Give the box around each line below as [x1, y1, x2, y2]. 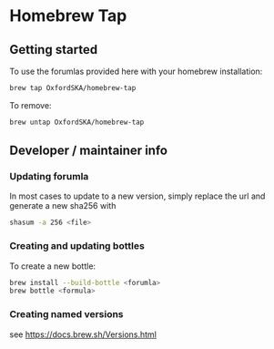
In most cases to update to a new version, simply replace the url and [9, 190, 266, 201]
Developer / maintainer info [9, 143, 168, 159]
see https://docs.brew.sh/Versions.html [9, 329, 157, 340]
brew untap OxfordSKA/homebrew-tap [9, 118, 145, 127]
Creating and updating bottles [9, 240, 146, 252]
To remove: [9, 99, 52, 110]
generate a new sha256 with [9, 200, 117, 211]
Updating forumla [9, 170, 89, 183]
